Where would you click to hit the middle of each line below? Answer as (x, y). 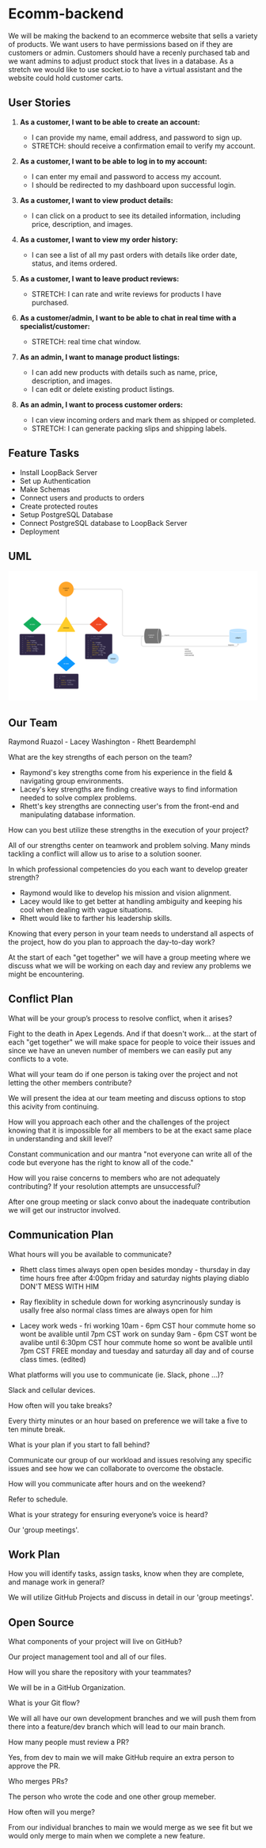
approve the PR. (34, 1766)
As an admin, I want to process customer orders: (101, 404)
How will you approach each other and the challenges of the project (119, 1121)
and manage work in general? (57, 1582)
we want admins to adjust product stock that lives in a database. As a (121, 61)
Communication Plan (61, 1235)
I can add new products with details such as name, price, (124, 372)
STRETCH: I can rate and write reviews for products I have (126, 293)
